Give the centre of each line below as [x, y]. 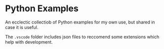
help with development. [29, 42]
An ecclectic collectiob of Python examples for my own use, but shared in [80, 22]
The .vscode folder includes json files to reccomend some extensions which [82, 37]
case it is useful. [22, 27]
